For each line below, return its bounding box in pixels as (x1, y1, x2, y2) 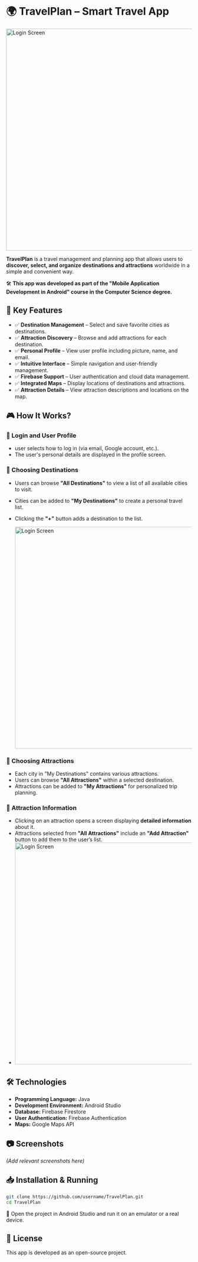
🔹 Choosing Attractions (6, 757, 74, 765)
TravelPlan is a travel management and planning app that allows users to (6, 255, 183, 262)
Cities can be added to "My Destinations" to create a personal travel (14, 497, 183, 504)
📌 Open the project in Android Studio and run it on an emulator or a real (6, 1210, 179, 1217)
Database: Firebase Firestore (14, 1108, 87, 1115)
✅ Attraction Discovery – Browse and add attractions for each (14, 334, 167, 341)
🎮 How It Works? (6, 411, 72, 421)
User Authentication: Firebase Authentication (14, 1115, 127, 1122)
